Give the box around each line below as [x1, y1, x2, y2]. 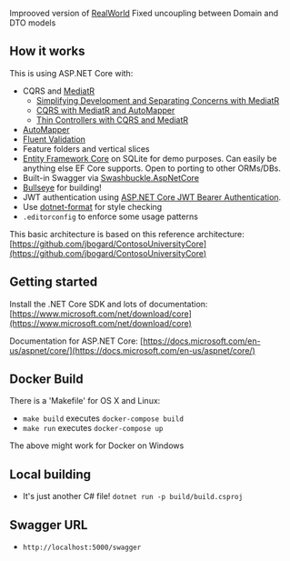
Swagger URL [9, 517, 88, 533]
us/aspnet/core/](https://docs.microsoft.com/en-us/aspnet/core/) [9, 345, 256, 356]
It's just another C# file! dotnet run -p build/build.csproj [22, 491, 244, 502]
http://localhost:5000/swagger [22, 543, 142, 553]
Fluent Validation [22, 134, 86, 145]
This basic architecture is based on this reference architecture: [9, 228, 245, 239]
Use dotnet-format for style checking [22, 201, 163, 212]
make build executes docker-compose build [22, 413, 185, 424]
